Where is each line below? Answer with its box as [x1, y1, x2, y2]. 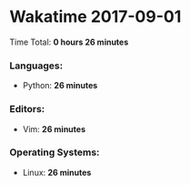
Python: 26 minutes [22, 80, 98, 91]
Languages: [9, 59, 64, 72]
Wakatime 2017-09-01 [9, 6, 182, 27]
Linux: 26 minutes [22, 167, 92, 178]
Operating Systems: [9, 146, 100, 159]
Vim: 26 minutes [22, 123, 86, 134]
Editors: [9, 103, 45, 116]
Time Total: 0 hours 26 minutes [9, 36, 129, 47]
